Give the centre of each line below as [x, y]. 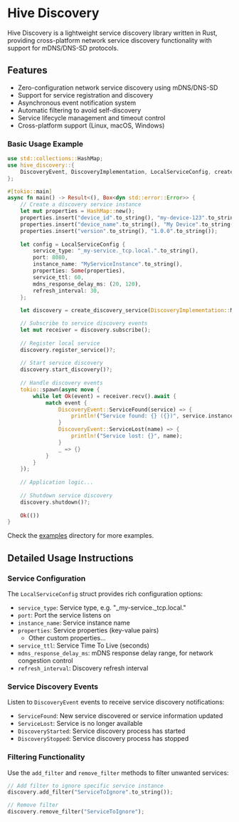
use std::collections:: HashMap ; [55, 159]
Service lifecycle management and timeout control [91, 118]
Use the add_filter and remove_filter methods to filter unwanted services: [118, 772]
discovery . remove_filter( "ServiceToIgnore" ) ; [76, 812]
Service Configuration [47, 578]
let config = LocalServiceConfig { [73, 244]
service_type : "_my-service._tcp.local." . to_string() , [116, 251]
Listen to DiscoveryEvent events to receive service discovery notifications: [116, 702]
